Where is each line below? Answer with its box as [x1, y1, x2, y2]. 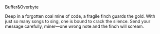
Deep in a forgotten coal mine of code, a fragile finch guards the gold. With [5, 13, 156, 19]
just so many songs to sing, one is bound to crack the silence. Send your [5, 19, 151, 24]
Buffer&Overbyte [5, 4, 39, 10]
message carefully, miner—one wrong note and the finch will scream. [5, 23, 144, 29]
